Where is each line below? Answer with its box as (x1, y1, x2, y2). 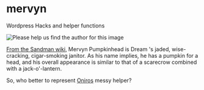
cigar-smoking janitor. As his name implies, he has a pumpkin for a (31, 52, 199, 59)
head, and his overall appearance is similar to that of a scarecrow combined (6, 58, 197, 66)
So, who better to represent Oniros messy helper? (6, 77, 132, 84)
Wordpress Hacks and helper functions (6, 22, 105, 29)
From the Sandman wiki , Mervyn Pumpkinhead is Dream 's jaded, (6, 45, 171, 53)
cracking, (6, 52, 31, 59)
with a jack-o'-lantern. (6, 64, 62, 72)
